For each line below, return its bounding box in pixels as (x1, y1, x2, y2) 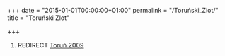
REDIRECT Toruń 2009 (17, 41, 84, 49)
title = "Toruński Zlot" (7, 13, 70, 22)
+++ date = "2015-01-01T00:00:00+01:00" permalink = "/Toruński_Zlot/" (7, 6, 219, 14)
